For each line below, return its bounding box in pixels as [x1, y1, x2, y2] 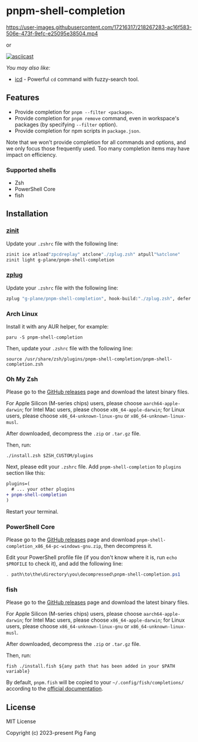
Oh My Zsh [6, 375, 38, 383]
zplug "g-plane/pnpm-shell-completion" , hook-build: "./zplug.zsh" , [6, 296, 176, 301]
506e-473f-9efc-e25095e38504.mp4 [6, 29, 98, 37]
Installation [6, 209, 48, 219]
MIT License [6, 718, 37, 725]
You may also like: [6, 64, 51, 71]
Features [6, 93, 39, 103]
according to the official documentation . [6, 685, 104, 692]
